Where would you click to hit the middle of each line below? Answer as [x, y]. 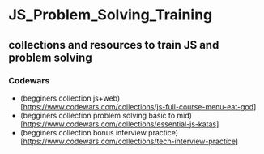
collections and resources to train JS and [114, 45]
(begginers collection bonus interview [83, 132]
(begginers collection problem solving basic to [98, 115]
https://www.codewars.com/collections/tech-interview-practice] [131, 141]
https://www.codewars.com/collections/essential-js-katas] [121, 124]
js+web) [106, 98]
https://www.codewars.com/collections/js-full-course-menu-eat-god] [140, 106]
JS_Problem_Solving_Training [111, 15]
